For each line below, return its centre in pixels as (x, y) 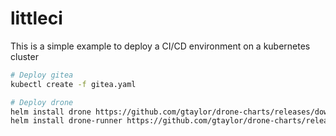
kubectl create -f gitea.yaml (73, 84)
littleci (36, 18)
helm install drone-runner (66, 121)
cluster (24, 56)
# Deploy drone (42, 102)
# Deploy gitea (42, 75)
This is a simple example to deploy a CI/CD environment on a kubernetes (160, 46)
